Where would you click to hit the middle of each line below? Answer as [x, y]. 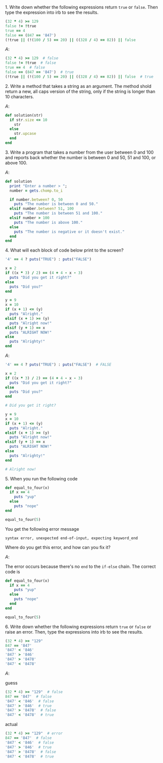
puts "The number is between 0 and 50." [56, 204]
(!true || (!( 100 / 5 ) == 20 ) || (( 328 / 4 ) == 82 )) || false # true [79, 77]
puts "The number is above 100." [48, 222]
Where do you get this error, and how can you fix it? [58, 547]
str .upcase [25, 134]
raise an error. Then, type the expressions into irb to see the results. [74, 632]
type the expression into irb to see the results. [52, 12]
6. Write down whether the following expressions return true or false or [78, 627]
